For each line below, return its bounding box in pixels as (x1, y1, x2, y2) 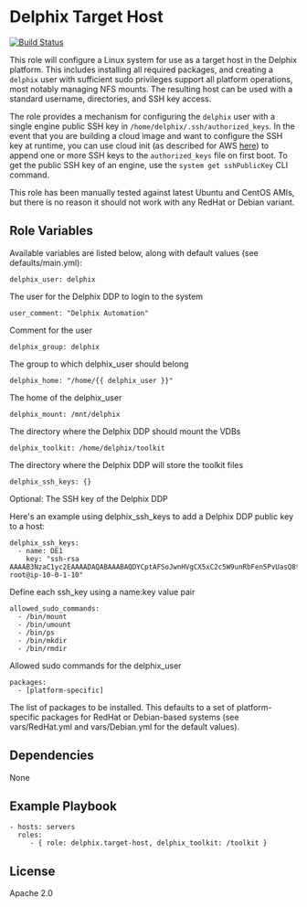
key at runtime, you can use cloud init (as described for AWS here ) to (9, 140, 270, 151)
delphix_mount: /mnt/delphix (9, 410, 121, 419)
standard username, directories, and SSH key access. (9, 93, 212, 104)
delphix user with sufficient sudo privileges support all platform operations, (9, 73, 293, 84)
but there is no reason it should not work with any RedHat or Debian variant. (9, 197, 295, 208)
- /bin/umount (17, 620, 71, 629)
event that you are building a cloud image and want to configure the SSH (9, 130, 283, 141)
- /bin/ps (17, 628, 55, 637)
